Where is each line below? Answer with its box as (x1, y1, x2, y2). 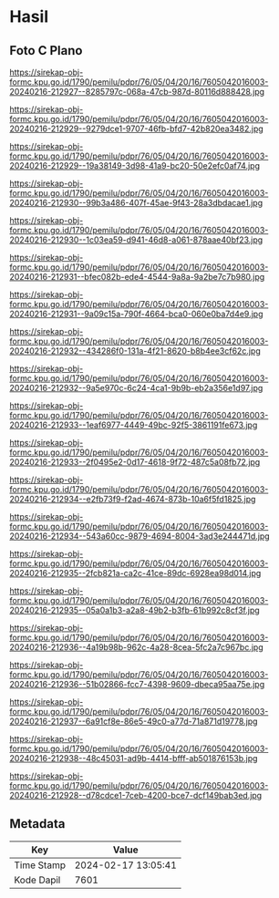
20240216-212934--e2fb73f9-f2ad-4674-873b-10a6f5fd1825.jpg (9, 494, 256, 504)
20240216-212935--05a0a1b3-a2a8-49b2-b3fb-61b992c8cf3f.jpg (9, 604, 260, 615)
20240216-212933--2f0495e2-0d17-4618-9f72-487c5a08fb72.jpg (9, 457, 261, 467)
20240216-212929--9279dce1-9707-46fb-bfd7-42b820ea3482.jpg (9, 123, 264, 134)
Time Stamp (14, 859, 67, 872)
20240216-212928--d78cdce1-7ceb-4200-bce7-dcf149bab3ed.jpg (9, 790, 263, 800)
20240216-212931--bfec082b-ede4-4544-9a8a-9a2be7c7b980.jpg (9, 272, 265, 282)
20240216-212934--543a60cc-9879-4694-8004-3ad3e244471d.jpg (9, 531, 271, 542)
